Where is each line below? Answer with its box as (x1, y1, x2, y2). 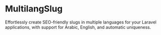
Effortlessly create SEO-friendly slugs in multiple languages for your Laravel (5, 19, 157, 25)
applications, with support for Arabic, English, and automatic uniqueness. (5, 24, 151, 30)
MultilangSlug (5, 3, 63, 14)
